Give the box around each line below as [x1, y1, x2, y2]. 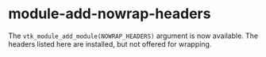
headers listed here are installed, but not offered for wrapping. [8, 39, 212, 48]
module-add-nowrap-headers [8, 5, 211, 23]
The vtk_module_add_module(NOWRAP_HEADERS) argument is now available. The [8, 31, 259, 40]
